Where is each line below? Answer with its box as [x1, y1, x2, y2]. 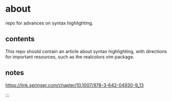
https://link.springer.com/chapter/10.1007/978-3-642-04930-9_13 [5, 82, 144, 88]
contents [5, 35, 35, 43]
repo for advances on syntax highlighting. [5, 20, 93, 26]
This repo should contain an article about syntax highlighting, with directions [5, 48, 167, 54]
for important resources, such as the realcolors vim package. [5, 54, 135, 60]
